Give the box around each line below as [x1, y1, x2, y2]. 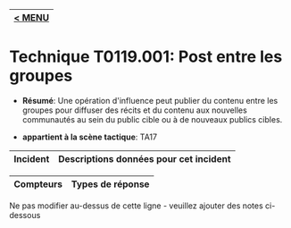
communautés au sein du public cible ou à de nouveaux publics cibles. [21, 114, 283, 124]
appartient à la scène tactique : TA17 [21, 131, 158, 142]
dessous [9, 209, 41, 220]
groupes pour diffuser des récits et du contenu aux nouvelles [21, 105, 247, 115]
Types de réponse [71, 178, 150, 190]
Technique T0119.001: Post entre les [9, 46, 283, 67]
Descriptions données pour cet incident [57, 152, 231, 165]
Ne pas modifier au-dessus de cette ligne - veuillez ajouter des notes [9, 200, 263, 211]
